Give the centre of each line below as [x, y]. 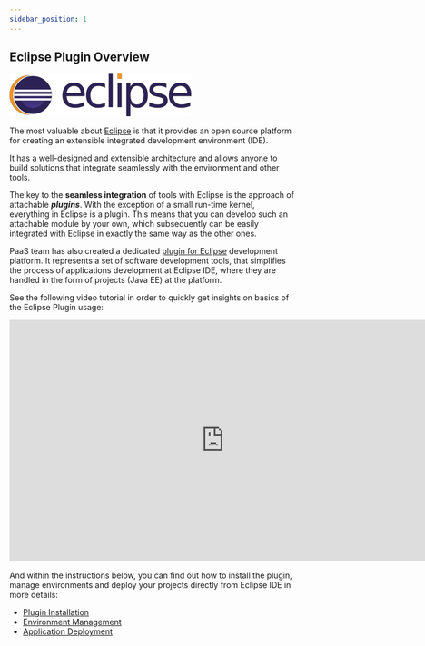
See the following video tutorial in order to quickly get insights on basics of [149, 298]
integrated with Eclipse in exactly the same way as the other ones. [133, 234]
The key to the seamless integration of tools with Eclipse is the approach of [152, 195]
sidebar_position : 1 [49, 19]
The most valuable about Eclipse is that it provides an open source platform [151, 131]
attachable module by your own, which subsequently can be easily [134, 224]
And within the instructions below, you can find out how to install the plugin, [151, 575]
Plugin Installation [55, 612]
